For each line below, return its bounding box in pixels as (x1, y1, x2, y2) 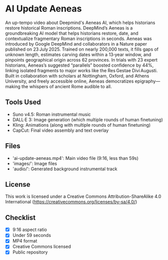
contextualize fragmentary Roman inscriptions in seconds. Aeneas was (5, 36, 152, 42)
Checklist (5, 213, 36, 222)
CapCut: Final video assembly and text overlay (12, 127, 109, 133)
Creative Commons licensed (12, 243, 71, 249)
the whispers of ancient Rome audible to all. (21, 83, 112, 89)
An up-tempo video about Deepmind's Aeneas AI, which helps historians (5, 20, 155, 26)
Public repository (12, 249, 48, 255)
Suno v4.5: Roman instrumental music (12, 111, 91, 117)
